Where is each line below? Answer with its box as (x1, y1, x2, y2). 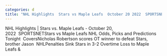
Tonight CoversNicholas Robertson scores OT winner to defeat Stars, (5, 35, 148, 42)
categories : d (5, 7, 35, 12)
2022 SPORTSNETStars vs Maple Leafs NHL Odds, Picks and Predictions (5, 30, 157, 36)
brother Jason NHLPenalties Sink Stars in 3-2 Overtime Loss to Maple (5, 41, 149, 47)
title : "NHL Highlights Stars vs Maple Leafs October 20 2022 (5, 12, 141, 17)
